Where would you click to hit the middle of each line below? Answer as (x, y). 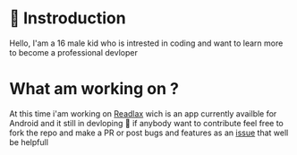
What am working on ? (94, 89)
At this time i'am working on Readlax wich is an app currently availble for (143, 113)
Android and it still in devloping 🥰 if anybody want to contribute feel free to (146, 123)
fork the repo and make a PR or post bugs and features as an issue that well (149, 133)
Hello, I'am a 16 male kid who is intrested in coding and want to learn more (146, 43)
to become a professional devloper (74, 52)
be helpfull (29, 142)
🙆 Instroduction (68, 18)
